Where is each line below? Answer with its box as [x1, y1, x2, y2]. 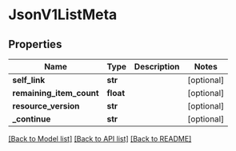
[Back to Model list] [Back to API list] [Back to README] [8, 134, 192, 143]
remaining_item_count [12, 88, 99, 98]
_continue [12, 113, 51, 125]
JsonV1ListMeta [8, 6, 118, 24]
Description [134, 62, 180, 72]
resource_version [12, 101, 80, 111]
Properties [8, 38, 62, 51]
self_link [12, 74, 46, 85]
